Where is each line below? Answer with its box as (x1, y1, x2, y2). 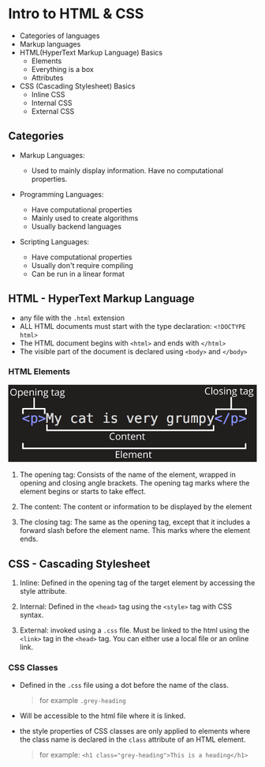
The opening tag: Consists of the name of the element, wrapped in (19, 470, 237, 479)
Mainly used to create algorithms (31, 213, 139, 222)
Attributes (31, 73, 64, 82)
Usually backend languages (31, 221, 122, 231)
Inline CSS (31, 89, 65, 99)
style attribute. (19, 587, 67, 596)
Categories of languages (19, 31, 100, 40)
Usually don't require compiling (31, 260, 133, 270)
